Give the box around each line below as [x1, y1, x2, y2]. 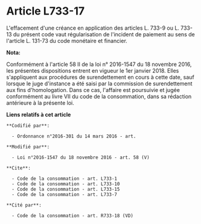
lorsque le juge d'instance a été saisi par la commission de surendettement [6, 80, 193, 87]
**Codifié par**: [6, 122, 50, 128]
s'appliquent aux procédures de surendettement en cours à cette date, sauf [6, 73, 194, 81]
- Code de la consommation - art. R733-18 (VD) [11, 212, 134, 219]
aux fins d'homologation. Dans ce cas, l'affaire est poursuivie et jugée [6, 86, 180, 93]
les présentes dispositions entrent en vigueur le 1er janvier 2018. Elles [6, 67, 179, 74]
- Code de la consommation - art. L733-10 [11, 180, 120, 187]
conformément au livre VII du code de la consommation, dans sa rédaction [6, 93, 192, 100]
